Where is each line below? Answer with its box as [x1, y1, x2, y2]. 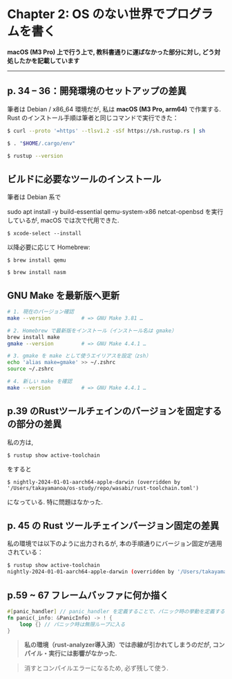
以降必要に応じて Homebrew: [7, 243, 91, 251]
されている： [7, 548, 43, 556]
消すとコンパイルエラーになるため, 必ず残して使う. [23, 664, 169, 672]
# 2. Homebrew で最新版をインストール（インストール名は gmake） [7, 327, 177, 334]
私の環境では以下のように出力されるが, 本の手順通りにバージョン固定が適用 [7, 539, 222, 547]
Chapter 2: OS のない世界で [7, 6, 165, 22]
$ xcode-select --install [7, 230, 81, 237]
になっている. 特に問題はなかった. [7, 498, 104, 506]
